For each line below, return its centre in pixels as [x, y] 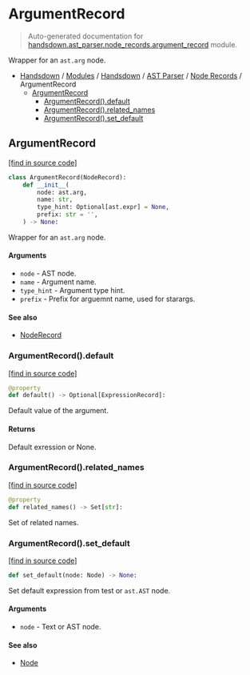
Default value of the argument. [59, 411]
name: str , [55, 200]
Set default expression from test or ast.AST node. [89, 590]
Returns [22, 428]
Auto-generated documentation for [85, 36]
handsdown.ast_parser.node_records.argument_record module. [133, 44]
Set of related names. [44, 522]
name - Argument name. [58, 282]
